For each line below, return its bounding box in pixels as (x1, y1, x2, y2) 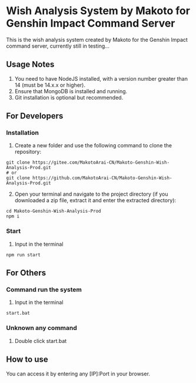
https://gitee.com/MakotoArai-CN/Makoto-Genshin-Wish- (32, 160, 170, 166)
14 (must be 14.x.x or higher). (14, 81, 85, 88)
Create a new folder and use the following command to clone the (14, 142, 172, 149)
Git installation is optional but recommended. (14, 94, 124, 101)
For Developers (6, 111, 64, 121)
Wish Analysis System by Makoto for (6, 4, 190, 18)
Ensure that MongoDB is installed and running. (14, 87, 128, 95)
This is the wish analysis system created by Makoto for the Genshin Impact (6, 36, 188, 43)
